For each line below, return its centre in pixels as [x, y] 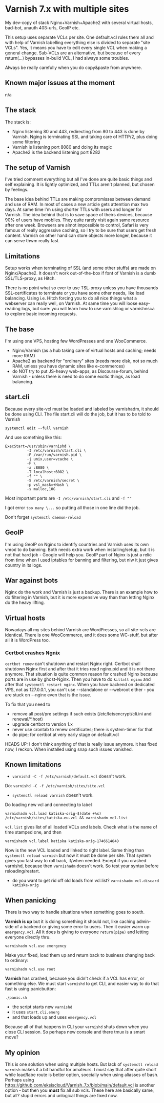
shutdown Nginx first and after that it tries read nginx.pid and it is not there [80, 668]
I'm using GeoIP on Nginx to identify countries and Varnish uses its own [77, 544]
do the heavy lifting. [25, 602]
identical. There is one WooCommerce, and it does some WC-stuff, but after [82, 635]
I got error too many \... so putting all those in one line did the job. [72, 507]
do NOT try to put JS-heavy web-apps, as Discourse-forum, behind [80, 371]
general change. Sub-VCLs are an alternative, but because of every [73, 53]
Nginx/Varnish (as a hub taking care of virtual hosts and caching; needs [84, 350]
